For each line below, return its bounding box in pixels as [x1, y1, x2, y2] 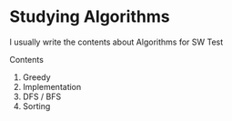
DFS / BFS [22, 91, 62, 102]
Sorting [22, 100, 51, 111]
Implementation [22, 81, 82, 92]
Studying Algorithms [9, 6, 170, 27]
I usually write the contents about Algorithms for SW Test [9, 36, 224, 47]
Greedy [22, 71, 52, 83]
